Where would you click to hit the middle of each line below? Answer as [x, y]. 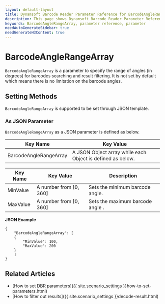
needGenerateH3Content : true [35, 33]
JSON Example [21, 220]
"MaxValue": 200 [39, 246]
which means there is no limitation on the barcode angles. [64, 81]
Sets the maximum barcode [120, 202]
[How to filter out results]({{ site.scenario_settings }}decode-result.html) [85, 296]
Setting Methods [31, 97]
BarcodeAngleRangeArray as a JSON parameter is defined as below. [72, 132]
